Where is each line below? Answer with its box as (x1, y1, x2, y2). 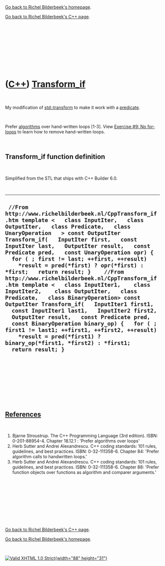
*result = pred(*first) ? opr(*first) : (18, 262, 144, 269)
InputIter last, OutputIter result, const (5, 242, 151, 250)
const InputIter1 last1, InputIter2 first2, (11, 307, 157, 314)
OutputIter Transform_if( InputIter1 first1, (5, 300, 154, 308)
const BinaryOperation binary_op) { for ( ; (11, 320, 157, 327)
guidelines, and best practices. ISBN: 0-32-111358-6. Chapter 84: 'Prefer (12, 448, 160, 455)
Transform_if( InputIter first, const (5, 236, 137, 243)
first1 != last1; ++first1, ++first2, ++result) (5, 327, 157, 334)
